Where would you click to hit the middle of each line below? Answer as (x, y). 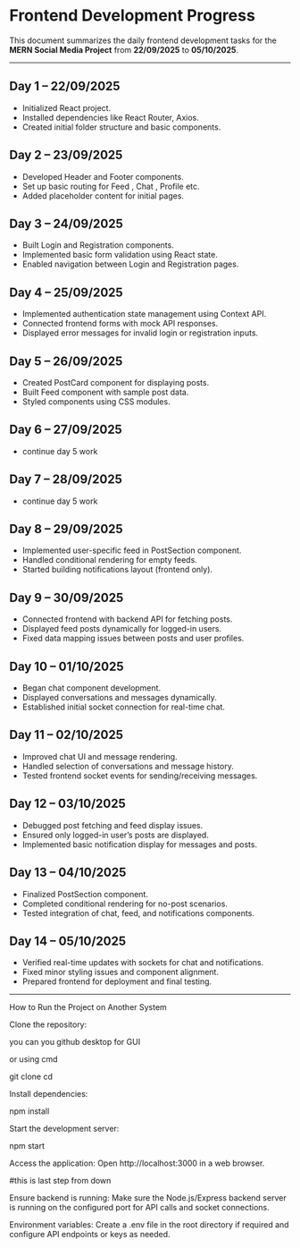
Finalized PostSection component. (85, 894)
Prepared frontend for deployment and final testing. (117, 981)
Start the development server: (64, 1129)
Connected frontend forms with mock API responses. (120, 324)
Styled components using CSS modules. (96, 402)
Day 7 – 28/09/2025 (66, 480)
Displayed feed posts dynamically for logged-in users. (121, 629)
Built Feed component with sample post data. (105, 392)
